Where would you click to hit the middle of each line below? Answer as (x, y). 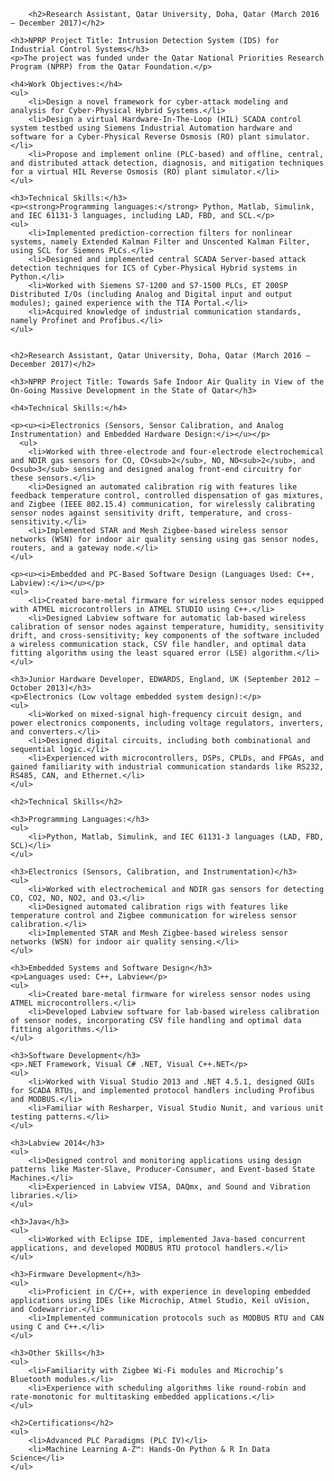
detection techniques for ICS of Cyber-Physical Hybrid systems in (154, 268)
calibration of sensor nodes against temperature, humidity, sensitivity (167, 627)
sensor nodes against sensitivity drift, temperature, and (136, 513)
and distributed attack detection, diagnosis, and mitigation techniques (167, 163)
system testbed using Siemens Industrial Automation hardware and (151, 128)
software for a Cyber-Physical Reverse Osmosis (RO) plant (136, 137)
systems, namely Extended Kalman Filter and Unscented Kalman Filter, (160, 242)
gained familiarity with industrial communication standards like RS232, (167, 767)
